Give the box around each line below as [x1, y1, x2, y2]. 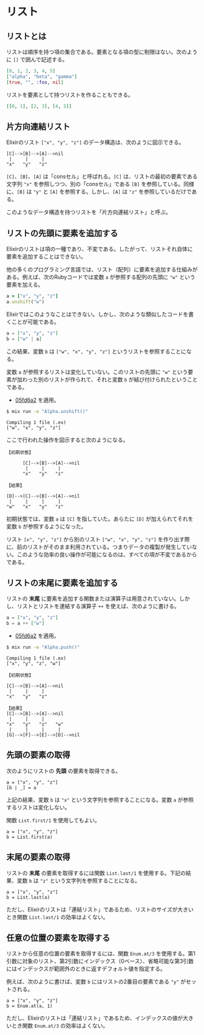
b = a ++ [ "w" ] [6, 620, 45, 627]
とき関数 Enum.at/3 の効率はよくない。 [11, 1022, 109, 1030]
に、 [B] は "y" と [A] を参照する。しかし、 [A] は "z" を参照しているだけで [6, 188, 192, 196]
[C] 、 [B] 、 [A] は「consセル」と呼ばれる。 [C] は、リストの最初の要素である [6, 173, 198, 180]
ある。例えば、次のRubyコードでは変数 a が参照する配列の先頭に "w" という [6, 273, 195, 281]
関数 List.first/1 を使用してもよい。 [6, 816, 100, 824]
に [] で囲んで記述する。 [6, 56, 68, 63]
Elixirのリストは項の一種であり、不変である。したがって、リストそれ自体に [6, 245, 193, 253]
